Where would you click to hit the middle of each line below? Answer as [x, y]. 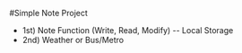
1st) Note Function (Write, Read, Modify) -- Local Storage [128, 30]
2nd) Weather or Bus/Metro [73, 40]
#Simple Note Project [48, 13]
